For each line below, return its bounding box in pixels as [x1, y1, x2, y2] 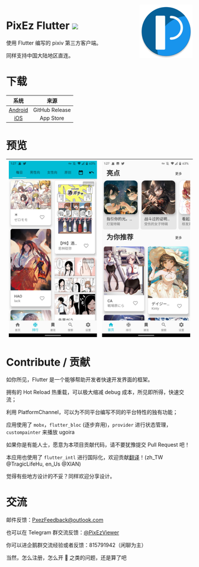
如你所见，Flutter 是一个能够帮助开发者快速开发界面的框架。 [6, 376, 153, 383]
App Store [39, 114, 65, 121]
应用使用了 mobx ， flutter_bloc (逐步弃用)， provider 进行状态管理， [6, 421, 172, 428]
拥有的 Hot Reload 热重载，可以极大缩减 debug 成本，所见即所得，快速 [6, 389, 179, 396]
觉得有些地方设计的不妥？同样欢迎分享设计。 [6, 473, 115, 480]
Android [8, 106, 28, 113]
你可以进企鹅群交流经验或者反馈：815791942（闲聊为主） [6, 542, 147, 549]
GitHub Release [33, 106, 71, 113]
